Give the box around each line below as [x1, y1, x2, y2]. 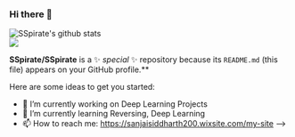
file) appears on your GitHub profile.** [9, 64, 150, 75]
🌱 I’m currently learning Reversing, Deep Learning [21, 109, 206, 119]
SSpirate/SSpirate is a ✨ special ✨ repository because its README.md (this [9, 54, 278, 65]
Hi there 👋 [9, 8, 53, 20]
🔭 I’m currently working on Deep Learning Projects [21, 99, 208, 109]
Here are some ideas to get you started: [9, 82, 156, 93]
